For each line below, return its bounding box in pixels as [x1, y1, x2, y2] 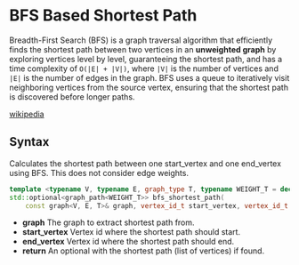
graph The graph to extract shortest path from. [21, 217, 195, 228]
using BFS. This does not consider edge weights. [9, 167, 190, 178]
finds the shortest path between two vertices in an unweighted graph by [9, 44, 277, 54]
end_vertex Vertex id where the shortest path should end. [21, 237, 235, 247]
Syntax [9, 134, 50, 149]
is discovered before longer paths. [9, 91, 135, 102]
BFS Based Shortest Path [9, 5, 198, 26]
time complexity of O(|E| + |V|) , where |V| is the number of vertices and [9, 63, 279, 74]
